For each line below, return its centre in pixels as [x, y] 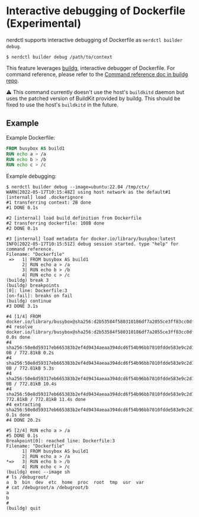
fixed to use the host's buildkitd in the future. [62, 104]
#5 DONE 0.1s [22, 436]
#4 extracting [24, 405]
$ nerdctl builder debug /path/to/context [59, 57]
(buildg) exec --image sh [38, 472]
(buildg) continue [29, 301]
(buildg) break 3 [28, 280]
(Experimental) [44, 23]
